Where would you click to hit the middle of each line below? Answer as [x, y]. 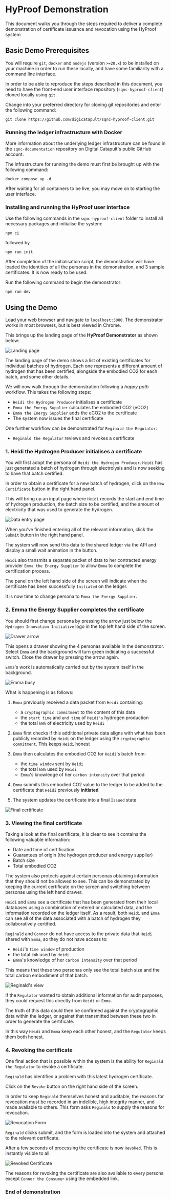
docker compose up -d [28, 179]
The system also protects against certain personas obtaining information [82, 876]
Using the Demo [31, 308]
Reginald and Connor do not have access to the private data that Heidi [79, 934]
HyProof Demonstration [57, 9]
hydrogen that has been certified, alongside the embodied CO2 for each [81, 371]
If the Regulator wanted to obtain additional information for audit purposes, [84, 995]
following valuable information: [38, 840]
